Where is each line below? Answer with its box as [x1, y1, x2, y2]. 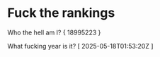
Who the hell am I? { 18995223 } [7, 28, 101, 37]
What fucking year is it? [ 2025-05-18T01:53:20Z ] [7, 42, 154, 50]
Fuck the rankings [7, 5, 115, 21]
